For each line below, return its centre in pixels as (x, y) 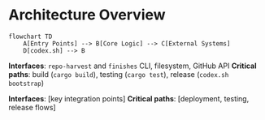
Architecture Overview (87, 15)
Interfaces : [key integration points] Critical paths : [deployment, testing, (129, 98)
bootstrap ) (26, 83)
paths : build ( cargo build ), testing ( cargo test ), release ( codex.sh (119, 74)
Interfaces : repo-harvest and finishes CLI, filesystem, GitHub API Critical (133, 66)
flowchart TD (30, 36)
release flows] (32, 107)
